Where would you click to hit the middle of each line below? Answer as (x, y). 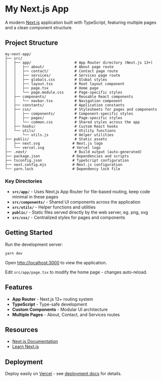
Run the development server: (34, 244)
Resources (22, 330)
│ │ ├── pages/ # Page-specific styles (64, 118)
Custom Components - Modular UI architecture (60, 309)
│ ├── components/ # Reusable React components (69, 96)
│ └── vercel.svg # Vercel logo (53, 147)
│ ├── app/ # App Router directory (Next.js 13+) (79, 62)
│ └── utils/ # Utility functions (61, 130)
